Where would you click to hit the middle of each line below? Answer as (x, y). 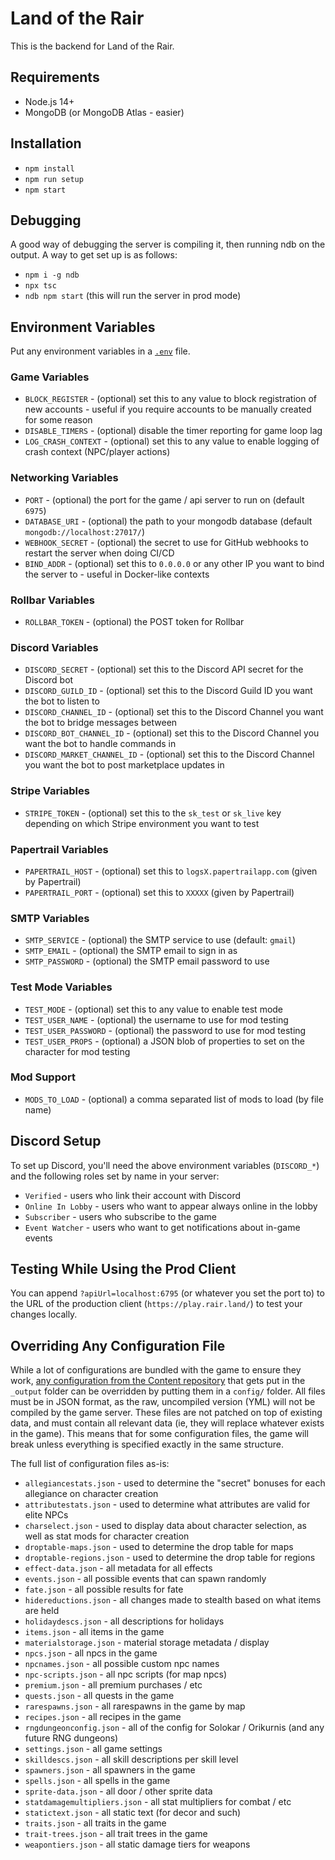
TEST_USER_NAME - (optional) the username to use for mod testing (156, 1019)
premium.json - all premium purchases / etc (113, 1685)
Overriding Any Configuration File (118, 1345)
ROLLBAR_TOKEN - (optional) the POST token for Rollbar (134, 622)
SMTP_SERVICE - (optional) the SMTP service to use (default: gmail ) (160, 940)
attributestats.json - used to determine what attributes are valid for (167, 1504)
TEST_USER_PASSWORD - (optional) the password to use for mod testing (165, 1030)
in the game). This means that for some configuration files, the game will (159, 1434)
